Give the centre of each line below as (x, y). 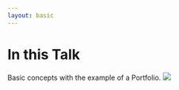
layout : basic (31, 15)
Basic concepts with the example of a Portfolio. (84, 77)
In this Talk (44, 54)
